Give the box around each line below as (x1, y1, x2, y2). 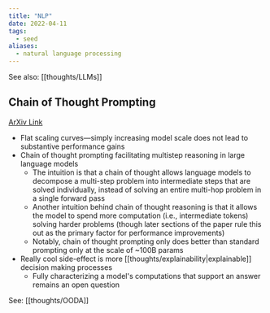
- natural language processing (15, 50, 122, 58)
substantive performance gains (20, 141, 125, 151)
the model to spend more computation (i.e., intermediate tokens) (32, 211, 249, 220)
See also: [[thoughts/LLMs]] (8, 72, 102, 81)
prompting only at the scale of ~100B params (32, 245, 184, 254)
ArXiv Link (8, 117, 43, 127)
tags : (8, 27, 27, 35)
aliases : (8, 42, 38, 50)
